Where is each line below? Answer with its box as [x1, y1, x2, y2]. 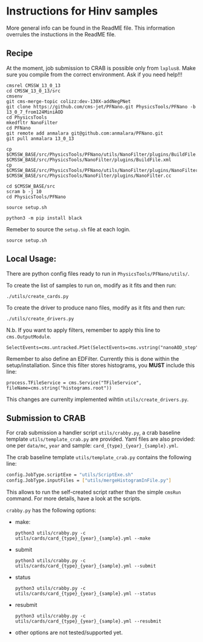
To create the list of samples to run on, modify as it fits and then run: [6, 282, 177, 289]
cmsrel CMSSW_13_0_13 [6, 82, 61, 88]
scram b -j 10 [6, 188, 42, 194]
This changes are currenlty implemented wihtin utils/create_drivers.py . [6, 395, 189, 403]
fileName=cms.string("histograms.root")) [6, 385, 112, 391]
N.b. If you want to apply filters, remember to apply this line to [6, 326, 161, 334]
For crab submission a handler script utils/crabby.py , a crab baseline [6, 429, 181, 437]
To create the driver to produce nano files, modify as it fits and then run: [6, 304, 186, 311]
